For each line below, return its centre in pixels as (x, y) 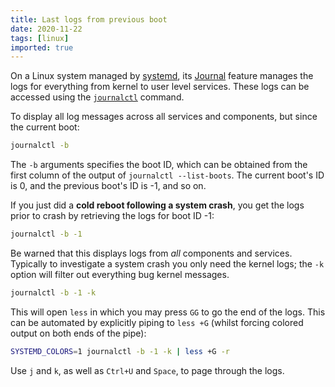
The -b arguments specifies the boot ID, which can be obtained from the (159, 165)
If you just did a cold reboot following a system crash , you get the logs (157, 205)
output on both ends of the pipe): (78, 333)
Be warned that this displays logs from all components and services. (151, 253)
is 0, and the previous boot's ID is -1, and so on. (108, 186)
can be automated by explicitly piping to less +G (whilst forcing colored (157, 322)
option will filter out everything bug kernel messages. (120, 274)
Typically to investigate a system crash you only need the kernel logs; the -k (167, 264)
